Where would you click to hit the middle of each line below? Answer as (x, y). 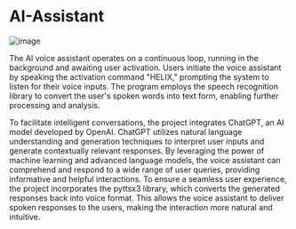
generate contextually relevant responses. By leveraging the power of (137, 150)
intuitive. (25, 217)
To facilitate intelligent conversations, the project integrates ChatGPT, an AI (147, 122)
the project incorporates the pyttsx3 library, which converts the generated (145, 188)
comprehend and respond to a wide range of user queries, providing (135, 170)
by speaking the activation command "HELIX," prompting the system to (139, 76)
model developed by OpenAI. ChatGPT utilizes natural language (126, 131)
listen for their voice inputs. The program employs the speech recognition (144, 86)
